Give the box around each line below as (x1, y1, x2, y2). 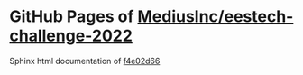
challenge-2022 (9, 25, 133, 46)
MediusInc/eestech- (137, 6, 294, 27)
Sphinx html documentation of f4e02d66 (9, 55, 161, 66)
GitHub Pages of (9, 6, 134, 27)
